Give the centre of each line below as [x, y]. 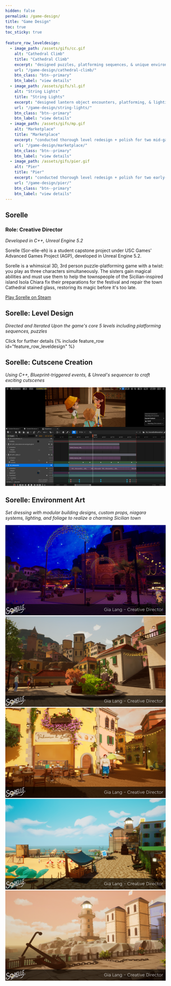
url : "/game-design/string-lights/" [53, 108]
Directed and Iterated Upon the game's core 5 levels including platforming [83, 325]
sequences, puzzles [26, 331]
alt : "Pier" [27, 167]
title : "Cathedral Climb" [42, 59]
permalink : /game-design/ [33, 16]
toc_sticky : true [24, 32]
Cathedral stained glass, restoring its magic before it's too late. [71, 288]
